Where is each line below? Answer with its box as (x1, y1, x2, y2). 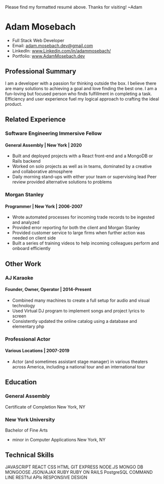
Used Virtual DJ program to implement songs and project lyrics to (12, 308, 145, 314)
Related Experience (5, 115, 66, 124)
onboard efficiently (12, 245, 51, 251)
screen (12, 313, 26, 319)
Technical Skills (5, 451, 54, 460)
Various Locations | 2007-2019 (5, 348, 70, 354)
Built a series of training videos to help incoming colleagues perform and (12, 240, 159, 246)
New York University (5, 416, 55, 423)
